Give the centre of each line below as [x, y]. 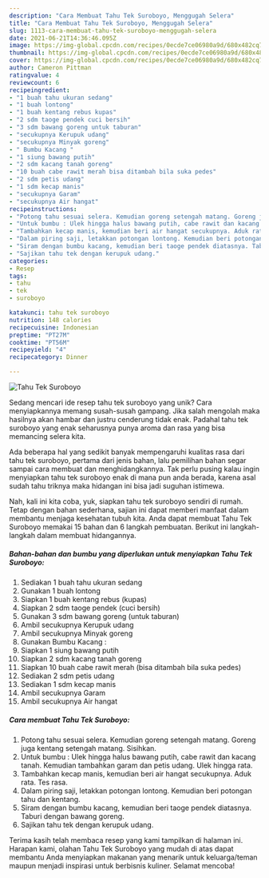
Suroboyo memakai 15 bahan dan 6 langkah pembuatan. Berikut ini [119, 527]
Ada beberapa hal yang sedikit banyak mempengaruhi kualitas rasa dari [127, 452]
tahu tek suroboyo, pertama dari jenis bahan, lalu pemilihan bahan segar [128, 460]
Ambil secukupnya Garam [63, 692]
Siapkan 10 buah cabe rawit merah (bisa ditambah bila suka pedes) [131, 667]
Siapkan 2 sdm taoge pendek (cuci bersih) [90, 608]
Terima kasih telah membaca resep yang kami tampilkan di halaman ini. [126, 840]
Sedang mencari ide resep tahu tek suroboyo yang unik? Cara [111, 402]
